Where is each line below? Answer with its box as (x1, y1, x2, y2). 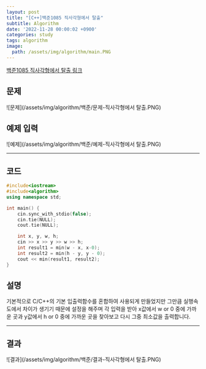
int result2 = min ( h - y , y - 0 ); (17, 250, 105, 256)
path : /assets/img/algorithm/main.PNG (12, 49, 112, 55)
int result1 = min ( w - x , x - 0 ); (17, 245, 100, 251)
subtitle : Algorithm (6, 20, 59, 26)
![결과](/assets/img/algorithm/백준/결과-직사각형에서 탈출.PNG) (6, 356, 161, 363)
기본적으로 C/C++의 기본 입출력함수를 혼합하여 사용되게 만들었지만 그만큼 (6, 298, 182, 305)
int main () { (6, 205, 40, 211)
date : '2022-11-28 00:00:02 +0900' (6, 26, 97, 32)
